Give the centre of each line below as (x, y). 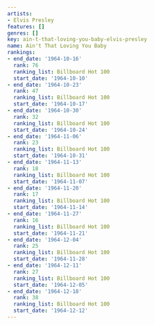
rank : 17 (26, 194)
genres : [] (23, 33)
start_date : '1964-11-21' (51, 233)
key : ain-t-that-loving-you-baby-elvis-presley (77, 40)
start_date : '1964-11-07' (51, 181)
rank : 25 (26, 246)
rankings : (22, 53)
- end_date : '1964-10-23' (44, 85)
